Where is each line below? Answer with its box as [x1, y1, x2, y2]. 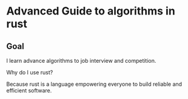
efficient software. [6, 87, 52, 94]
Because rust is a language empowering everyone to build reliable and [6, 80, 183, 88]
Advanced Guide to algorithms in [6, 4, 176, 18]
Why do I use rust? [6, 69, 53, 76]
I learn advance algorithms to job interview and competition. [6, 57, 156, 64]
